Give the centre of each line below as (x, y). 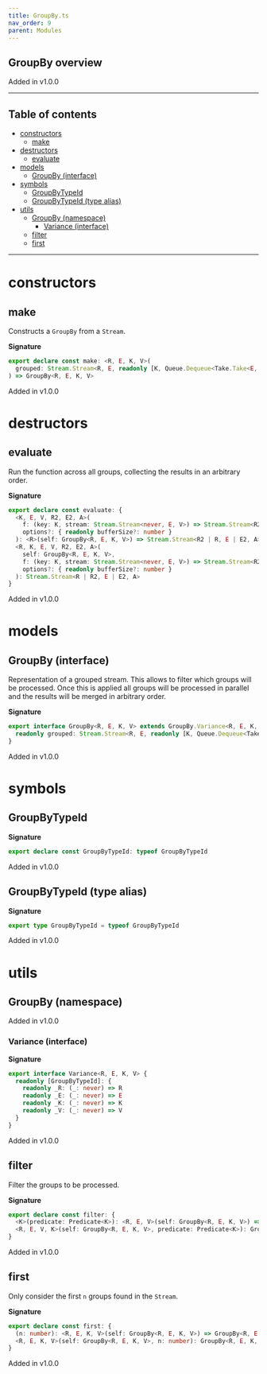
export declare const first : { (60, 1326)
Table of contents (52, 114)
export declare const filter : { (62, 1215)
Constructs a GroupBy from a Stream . (67, 331)
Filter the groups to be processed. (64, 1185)
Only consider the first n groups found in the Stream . (93, 1296)
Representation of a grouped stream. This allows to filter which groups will (130, 680)
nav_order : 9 (30, 23)
